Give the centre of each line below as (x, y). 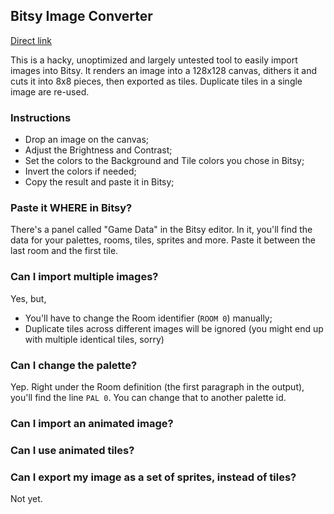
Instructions (41, 117)
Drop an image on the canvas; (87, 140)
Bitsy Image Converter (81, 16)
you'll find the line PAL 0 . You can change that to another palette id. (148, 397)
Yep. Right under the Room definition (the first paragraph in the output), (157, 387)
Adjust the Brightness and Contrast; (98, 150)
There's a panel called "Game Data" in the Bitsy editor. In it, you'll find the (161, 230)
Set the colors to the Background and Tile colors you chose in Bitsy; (164, 161)
